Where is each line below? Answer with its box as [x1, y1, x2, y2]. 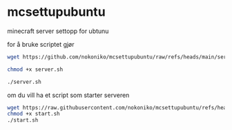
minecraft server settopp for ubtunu [7, 27, 109, 35]
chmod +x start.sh [7, 111, 60, 118]
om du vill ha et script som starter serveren [7, 91, 130, 99]
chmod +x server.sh [7, 66, 64, 73]
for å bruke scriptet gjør [7, 40, 75, 48]
